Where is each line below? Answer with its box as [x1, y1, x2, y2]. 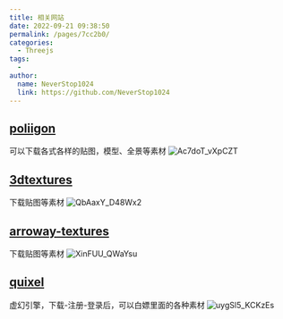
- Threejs [17, 46, 54, 55]
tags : [9, 55, 30, 63]
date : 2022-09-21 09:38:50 [9, 21, 110, 30]
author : [9, 71, 39, 80]
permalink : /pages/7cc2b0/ [9, 29, 110, 38]
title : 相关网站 [9, 13, 64, 22]
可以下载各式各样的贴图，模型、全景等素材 [9, 146, 167, 156]
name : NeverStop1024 [17, 80, 94, 88]
